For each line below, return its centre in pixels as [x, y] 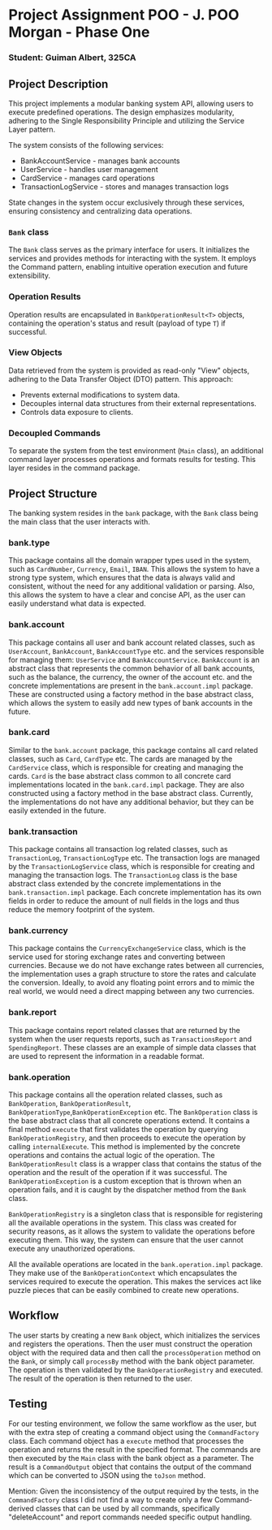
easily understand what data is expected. [77, 603]
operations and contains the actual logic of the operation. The [112, 1155]
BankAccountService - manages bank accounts [100, 161]
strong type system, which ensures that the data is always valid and [122, 577]
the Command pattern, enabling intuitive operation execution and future [128, 267]
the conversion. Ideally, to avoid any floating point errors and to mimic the [132, 983]
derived [21, 1508]
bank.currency [39, 931]
